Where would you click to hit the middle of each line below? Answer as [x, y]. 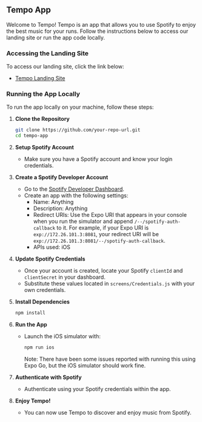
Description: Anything [60, 208]
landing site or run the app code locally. [56, 37]
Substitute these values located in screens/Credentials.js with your [109, 284]
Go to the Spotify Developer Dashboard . [74, 189]
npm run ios [39, 348]
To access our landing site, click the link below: [65, 67]
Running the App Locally [43, 94]
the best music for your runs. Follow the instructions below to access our [97, 31]
